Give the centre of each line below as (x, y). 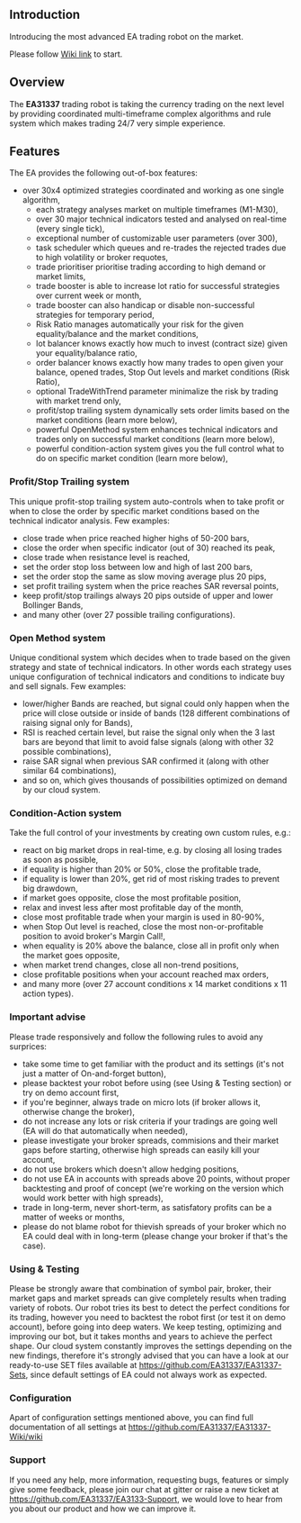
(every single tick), (70, 229)
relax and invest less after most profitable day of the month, (133, 908)
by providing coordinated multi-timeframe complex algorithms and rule (140, 113)
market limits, (61, 276)
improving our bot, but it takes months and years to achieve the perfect (141, 1336)
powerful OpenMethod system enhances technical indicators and (157, 430)
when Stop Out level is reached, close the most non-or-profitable (142, 927)
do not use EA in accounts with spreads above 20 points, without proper (156, 1178)
